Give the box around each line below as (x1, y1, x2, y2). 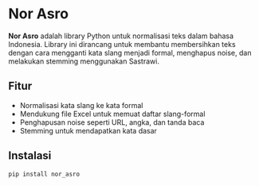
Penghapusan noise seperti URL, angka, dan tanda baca (19, 117, 205, 127)
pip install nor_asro (8, 170, 80, 178)
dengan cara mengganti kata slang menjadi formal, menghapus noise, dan (8, 48, 252, 57)
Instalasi (8, 149, 52, 163)
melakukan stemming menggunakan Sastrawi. (8, 56, 159, 66)
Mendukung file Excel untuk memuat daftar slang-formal (19, 109, 206, 118)
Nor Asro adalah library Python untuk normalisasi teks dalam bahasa (8, 31, 233, 41)
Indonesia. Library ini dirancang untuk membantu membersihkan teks (8, 39, 237, 48)
